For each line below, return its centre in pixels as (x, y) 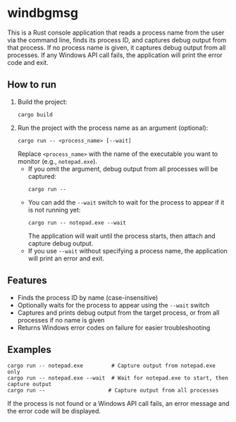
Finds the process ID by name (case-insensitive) (88, 297)
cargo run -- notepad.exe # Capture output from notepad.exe (112, 366)
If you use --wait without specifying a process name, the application (128, 251)
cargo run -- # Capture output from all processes (113, 391)
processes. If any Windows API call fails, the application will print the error (115, 55)
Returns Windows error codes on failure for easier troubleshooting (114, 327)
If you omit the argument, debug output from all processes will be (123, 169)
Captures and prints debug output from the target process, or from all (118, 313)
